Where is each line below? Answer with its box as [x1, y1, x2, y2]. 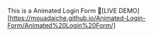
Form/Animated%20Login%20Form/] [7, 21, 115, 29]
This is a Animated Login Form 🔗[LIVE [7, 7, 118, 15]
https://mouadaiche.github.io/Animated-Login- [9, 14, 146, 22]
